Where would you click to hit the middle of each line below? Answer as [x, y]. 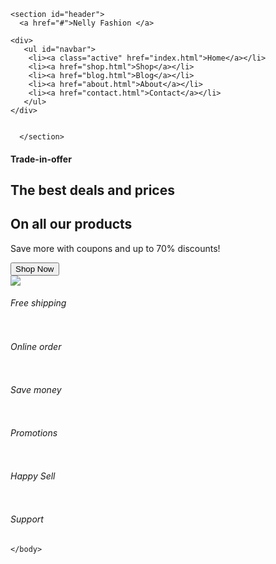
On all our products [71, 224]
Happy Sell [33, 476]
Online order [36, 346]
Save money [36, 389]
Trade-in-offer [41, 159]
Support [27, 519]
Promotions [34, 433]
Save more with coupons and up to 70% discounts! [115, 248]
